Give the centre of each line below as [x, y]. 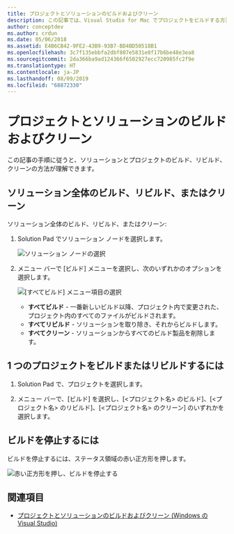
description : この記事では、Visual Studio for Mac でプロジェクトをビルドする [114, 20]
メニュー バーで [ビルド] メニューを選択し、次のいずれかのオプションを [119, 268]
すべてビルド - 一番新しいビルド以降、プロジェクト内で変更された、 [125, 307]
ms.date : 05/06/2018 [37, 40]
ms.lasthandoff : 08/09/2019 [48, 79]
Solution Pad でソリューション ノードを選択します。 [92, 239]
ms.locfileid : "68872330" [45, 85]
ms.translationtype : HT [42, 66]
